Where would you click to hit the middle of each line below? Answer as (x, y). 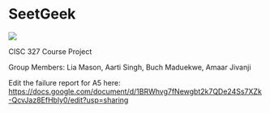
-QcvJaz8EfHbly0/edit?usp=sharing (69, 100)
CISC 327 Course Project (50, 51)
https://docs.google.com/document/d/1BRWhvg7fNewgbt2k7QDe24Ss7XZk (135, 91)
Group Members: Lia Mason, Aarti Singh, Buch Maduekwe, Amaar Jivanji (130, 67)
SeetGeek (42, 14)
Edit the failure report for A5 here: (64, 82)
